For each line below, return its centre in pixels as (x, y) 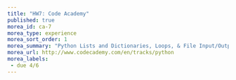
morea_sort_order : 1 (38, 40)
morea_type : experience (42, 33)
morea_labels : (28, 59)
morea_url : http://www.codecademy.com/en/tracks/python (91, 53)
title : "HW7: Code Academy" (48, 14)
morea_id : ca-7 (29, 26)
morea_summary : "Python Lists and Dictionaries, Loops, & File (102, 46)
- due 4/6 (25, 65)
